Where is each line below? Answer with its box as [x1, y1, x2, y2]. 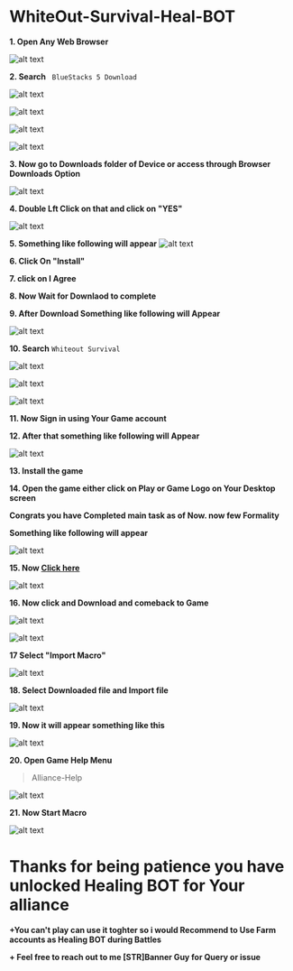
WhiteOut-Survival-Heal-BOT [9, 6, 236, 27]
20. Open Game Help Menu [9, 754, 113, 765]
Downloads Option [9, 168, 81, 179]
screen [9, 492, 36, 503]
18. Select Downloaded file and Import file [9, 684, 169, 696]
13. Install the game [9, 465, 84, 476]
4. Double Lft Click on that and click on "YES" [9, 203, 183, 214]
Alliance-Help [31, 772, 83, 782]
